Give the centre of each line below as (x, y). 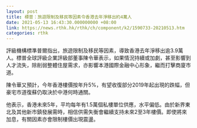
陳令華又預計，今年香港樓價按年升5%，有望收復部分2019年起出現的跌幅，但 (98, 85)
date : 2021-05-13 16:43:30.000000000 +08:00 (61, 22)
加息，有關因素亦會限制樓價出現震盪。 (52, 119)
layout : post (22, 11)
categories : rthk (27, 33)
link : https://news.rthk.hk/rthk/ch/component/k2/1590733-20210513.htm (95, 28)
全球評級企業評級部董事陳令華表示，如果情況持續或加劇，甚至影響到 (108, 58)
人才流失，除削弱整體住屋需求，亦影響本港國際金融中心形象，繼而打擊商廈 (96, 65)
